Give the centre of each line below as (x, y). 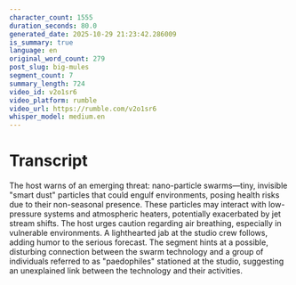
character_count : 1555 (51, 17)
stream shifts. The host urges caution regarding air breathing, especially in (145, 224)
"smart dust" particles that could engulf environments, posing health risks (144, 195)
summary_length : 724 (48, 84)
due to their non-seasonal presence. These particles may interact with (138, 205)
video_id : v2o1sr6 (43, 92)
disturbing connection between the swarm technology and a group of (136, 252)
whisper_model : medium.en (57, 117)
